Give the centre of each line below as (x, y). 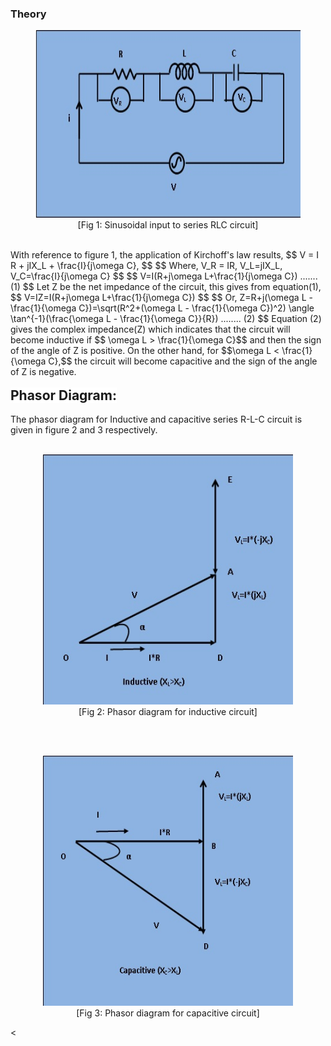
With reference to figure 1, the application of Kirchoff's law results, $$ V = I (164, 255)
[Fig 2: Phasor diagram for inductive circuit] (168, 712)
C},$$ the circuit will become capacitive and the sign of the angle (183, 361)
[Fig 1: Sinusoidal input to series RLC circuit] (168, 225)
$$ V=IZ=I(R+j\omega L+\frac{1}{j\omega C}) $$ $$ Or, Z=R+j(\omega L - (161, 298)
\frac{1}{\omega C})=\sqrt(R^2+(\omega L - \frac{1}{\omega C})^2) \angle (162, 308)
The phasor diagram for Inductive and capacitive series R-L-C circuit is (156, 419)
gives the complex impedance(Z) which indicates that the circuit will (150, 329)
